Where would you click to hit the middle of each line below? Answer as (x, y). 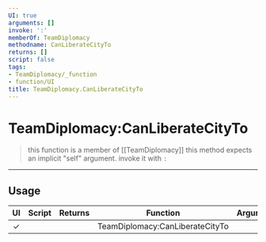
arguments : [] (32, 23)
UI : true (23, 15)
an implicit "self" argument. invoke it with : (97, 158)
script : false (32, 60)
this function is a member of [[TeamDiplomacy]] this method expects (140, 150)
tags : (17, 67)
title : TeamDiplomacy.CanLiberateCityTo (76, 89)
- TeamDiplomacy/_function (53, 74)
